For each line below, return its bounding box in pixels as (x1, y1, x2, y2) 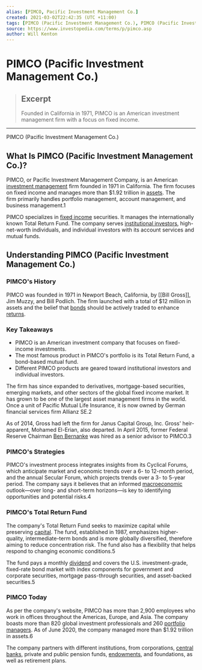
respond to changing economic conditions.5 (6, 547, 115, 555)
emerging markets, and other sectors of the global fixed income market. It (6, 389, 189, 396)
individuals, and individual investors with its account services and (32, 226, 194, 233)
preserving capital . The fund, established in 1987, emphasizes (6, 528, 159, 535)
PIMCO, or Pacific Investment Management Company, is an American (6, 176, 178, 183)
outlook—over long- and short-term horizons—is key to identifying (6, 487, 171, 494)
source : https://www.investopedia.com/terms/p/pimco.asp (6, 25, 152, 32)
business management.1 (6, 201, 66, 209)
